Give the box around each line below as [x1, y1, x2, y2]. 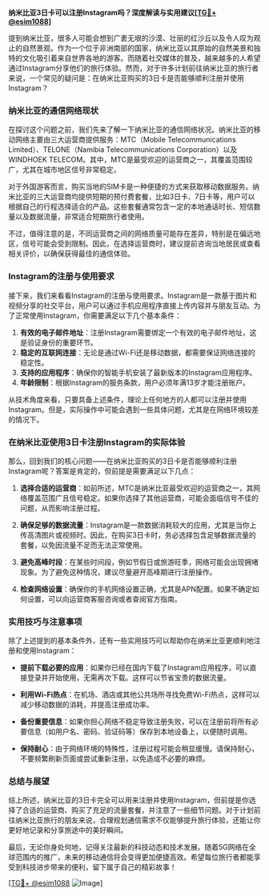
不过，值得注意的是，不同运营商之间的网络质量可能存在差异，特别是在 [8, 229, 240, 238]
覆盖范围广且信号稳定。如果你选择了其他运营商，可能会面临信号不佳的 [26, 493, 259, 502]
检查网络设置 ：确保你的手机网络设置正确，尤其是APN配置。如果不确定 [19, 584, 252, 594]
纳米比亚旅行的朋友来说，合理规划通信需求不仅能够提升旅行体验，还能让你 [14, 815, 261, 825]
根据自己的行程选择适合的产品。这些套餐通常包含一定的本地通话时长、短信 [8, 202, 254, 211]
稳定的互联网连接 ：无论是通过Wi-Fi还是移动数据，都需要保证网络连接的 [19, 347, 256, 357]
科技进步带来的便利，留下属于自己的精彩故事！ [22, 862, 177, 872]
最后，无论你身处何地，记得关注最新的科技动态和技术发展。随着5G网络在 [8, 842, 250, 852]
